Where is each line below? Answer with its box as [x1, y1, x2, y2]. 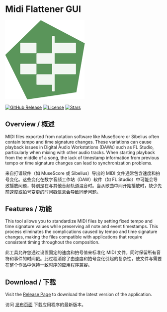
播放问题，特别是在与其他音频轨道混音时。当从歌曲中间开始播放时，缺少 [9, 182, 158, 188]
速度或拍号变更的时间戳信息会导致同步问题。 [9, 189, 101, 195]
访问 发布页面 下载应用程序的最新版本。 [5, 302, 86, 308]
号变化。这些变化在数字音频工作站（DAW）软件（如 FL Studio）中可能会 [5, 176, 154, 182]
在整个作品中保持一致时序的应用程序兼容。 [5, 262, 92, 268]
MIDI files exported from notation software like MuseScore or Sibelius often [5, 133, 160, 140]
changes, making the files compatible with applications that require [5, 234, 143, 240]
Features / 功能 [5, 205, 52, 213]
